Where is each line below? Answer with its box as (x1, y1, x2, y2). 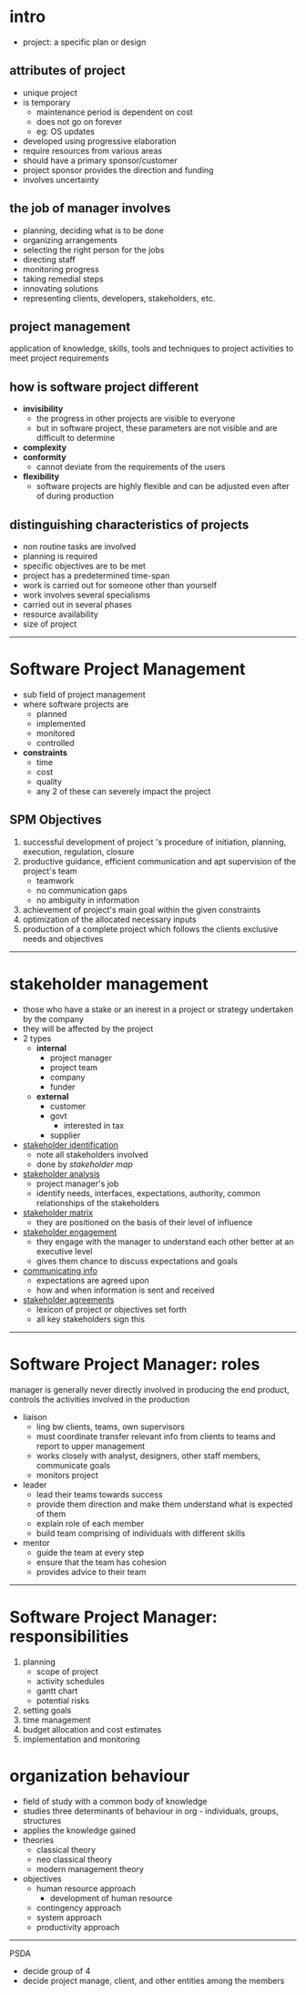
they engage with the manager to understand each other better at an (36, 1236, 294, 1247)
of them (36, 1508, 66, 1519)
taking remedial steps (22, 273, 104, 284)
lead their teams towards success (36, 1489, 163, 1499)
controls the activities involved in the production (9, 1394, 190, 1405)
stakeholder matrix (22, 1207, 94, 1218)
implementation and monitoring (22, 1734, 140, 1744)
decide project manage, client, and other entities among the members (22, 1975, 285, 1986)
